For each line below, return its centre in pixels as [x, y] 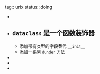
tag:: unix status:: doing [29, 7]
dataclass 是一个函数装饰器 [53, 33]
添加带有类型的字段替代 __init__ [52, 46]
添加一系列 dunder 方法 [42, 52]
